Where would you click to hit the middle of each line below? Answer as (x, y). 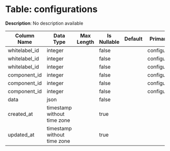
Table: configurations (51, 9)
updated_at (21, 134)
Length (86, 42)
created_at (20, 114)
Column (25, 35)
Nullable (109, 42)
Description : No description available (44, 23)
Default (133, 39)
